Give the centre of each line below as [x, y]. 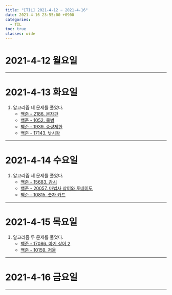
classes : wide [20, 34]
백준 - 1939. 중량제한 [41, 126]
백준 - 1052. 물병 [37, 120]
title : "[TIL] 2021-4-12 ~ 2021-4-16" [47, 10]
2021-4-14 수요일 [42, 160]
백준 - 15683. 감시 [39, 181]
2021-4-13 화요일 [41, 92]
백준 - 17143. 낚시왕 [40, 133]
